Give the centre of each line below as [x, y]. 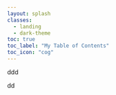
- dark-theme [32, 33]
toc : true [21, 40]
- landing [27, 26]
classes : [20, 20]
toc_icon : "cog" [30, 53]
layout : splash [29, 14]
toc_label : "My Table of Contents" [58, 46]
